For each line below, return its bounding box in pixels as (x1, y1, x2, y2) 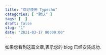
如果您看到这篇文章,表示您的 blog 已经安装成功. (5, 44, 101, 50)
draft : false (5, 21, 32, 26)
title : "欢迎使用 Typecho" (5, 7, 58, 12)
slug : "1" (5, 26, 26, 30)
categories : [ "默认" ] (5, 12, 53, 17)
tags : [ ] (5, 16, 28, 21)
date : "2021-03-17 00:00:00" (5, 30, 65, 35)
